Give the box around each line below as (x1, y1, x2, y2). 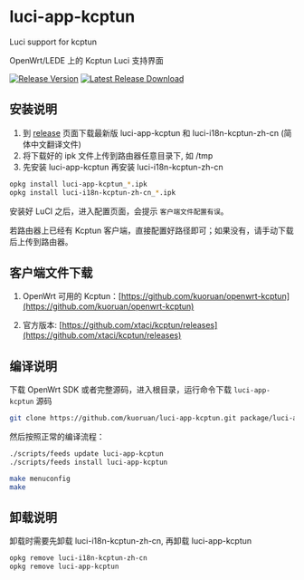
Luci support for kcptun (9, 36, 98, 47)
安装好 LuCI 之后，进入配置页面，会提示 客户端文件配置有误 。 (9, 206, 229, 217)
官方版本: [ (22, 320, 62, 331)
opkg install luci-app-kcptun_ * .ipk (9, 179, 147, 188)
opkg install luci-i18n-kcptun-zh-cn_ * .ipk (9, 188, 176, 197)
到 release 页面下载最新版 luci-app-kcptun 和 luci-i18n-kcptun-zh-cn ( (22, 127, 285, 138)
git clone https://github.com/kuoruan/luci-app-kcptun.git (9, 414, 237, 423)
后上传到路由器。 (9, 236, 73, 246)
